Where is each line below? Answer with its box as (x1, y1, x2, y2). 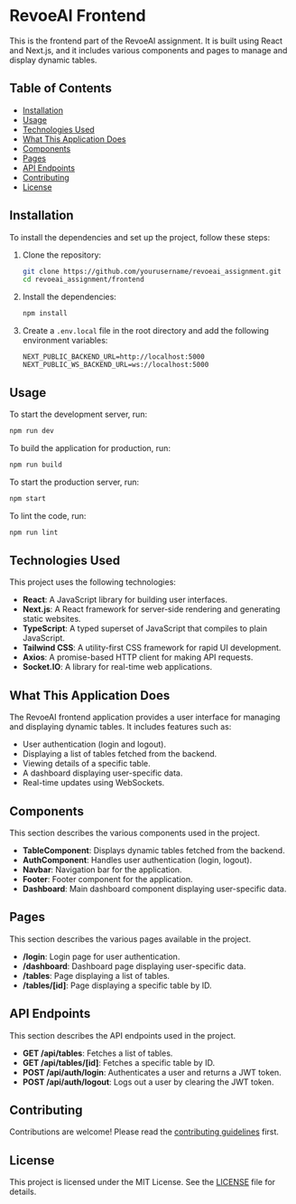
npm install (22, 309, 68, 318)
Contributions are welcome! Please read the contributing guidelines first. (9, 1126, 280, 1137)
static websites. (22, 614, 81, 625)
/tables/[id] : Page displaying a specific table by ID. (22, 980, 212, 991)
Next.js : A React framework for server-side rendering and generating (22, 604, 281, 615)
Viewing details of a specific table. (22, 758, 151, 769)
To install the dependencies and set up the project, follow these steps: (9, 231, 271, 242)
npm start (9, 494, 47, 503)
